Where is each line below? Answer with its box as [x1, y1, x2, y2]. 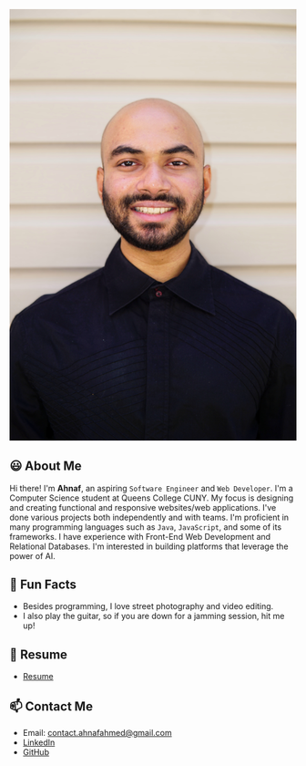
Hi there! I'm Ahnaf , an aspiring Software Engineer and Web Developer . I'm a [9, 482, 293, 493]
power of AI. [9, 550, 56, 561]
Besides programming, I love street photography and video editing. [22, 601, 274, 612]
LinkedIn [22, 737, 56, 748]
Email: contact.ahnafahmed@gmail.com [22, 727, 172, 738]
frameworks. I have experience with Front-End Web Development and [9, 531, 271, 542]
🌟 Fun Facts [9, 576, 77, 592]
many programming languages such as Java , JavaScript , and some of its [9, 521, 282, 533]
